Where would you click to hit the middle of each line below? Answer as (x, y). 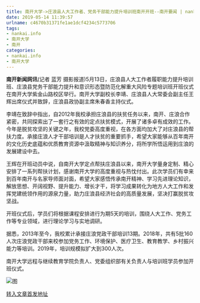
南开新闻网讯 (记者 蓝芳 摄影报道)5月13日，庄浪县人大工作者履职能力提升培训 (100, 79)
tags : (13, 28)
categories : (21, 50)
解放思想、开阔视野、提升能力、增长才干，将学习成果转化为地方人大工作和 (97, 186)
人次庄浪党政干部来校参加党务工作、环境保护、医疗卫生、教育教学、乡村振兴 (100, 241)
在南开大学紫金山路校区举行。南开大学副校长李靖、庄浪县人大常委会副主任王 (100, 94)
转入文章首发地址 (27, 293)
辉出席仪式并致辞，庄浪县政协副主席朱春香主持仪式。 (71, 101)
